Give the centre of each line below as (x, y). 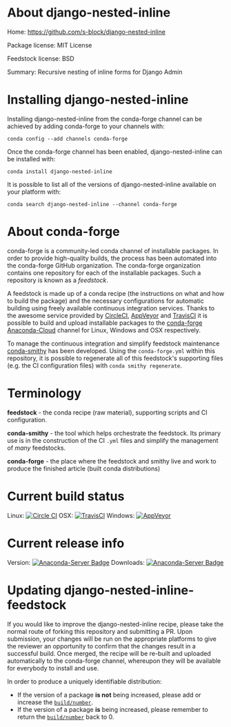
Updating (34, 590)
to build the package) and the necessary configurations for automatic (106, 301)
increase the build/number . (55, 702)
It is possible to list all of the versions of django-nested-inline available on (112, 184)
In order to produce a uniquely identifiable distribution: (84, 681)
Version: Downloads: (76, 562)
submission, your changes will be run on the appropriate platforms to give (112, 639)
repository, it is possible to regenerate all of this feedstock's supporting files (115, 358)
